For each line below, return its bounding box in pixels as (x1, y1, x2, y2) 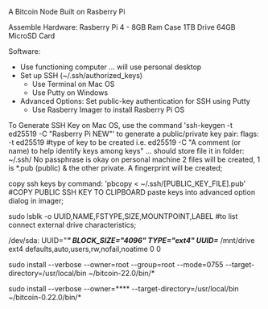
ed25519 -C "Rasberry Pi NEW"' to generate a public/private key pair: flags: (8, 129, 259, 138)
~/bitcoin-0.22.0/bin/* (8, 293, 82, 302)
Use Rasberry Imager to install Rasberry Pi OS (31, 105, 185, 114)
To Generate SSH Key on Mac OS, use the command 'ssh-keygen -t (8, 121, 233, 130)
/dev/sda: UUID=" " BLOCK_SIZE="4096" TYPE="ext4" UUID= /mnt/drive (8, 236, 255, 245)
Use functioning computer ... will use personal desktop (19, 62, 202, 72)
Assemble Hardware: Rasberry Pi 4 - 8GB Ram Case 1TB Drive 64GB (8, 23, 236, 31)
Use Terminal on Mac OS (31, 80, 115, 89)
